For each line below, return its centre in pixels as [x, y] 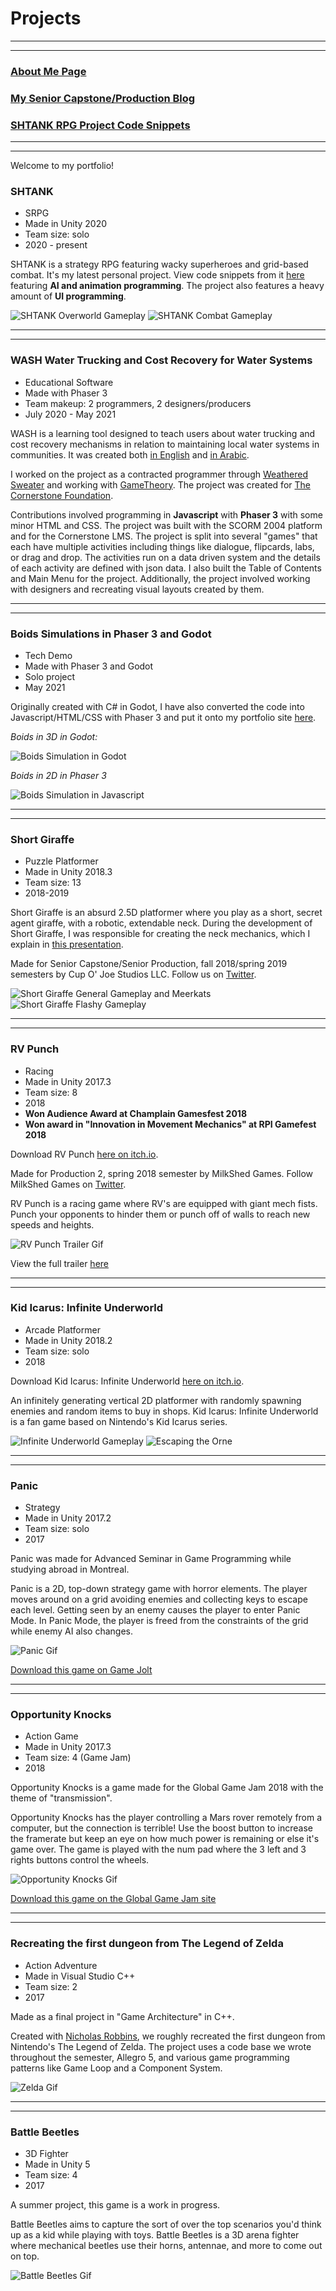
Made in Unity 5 [57, 2164]
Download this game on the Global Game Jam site [113, 1899]
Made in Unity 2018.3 [68, 872]
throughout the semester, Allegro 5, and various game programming [150, 2057]
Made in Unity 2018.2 [68, 1340]
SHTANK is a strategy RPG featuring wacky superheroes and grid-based [159, 264]
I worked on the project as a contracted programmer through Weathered [159, 474]
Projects [46, 18]
